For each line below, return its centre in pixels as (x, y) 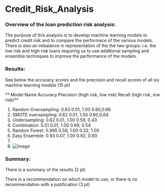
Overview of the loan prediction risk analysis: (61, 25)
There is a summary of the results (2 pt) (46, 170)
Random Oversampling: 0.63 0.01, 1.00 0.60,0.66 (62, 109)
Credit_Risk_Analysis (49, 9)
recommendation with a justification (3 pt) (48, 185)
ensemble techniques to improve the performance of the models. (71, 56)
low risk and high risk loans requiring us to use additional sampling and (77, 51)
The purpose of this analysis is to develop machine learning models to (76, 35)
